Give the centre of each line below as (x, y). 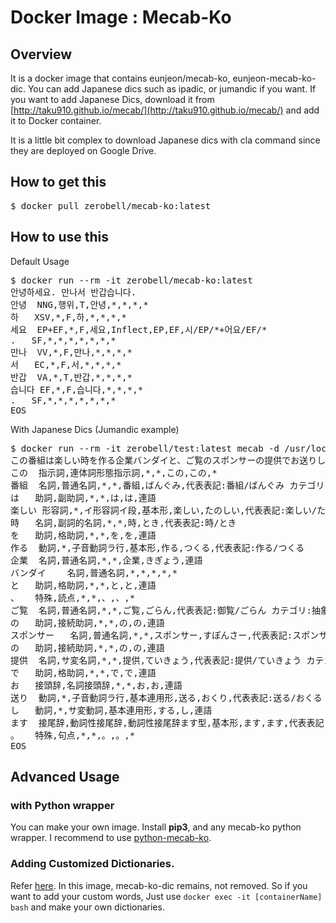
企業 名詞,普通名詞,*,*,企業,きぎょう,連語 (106, 560)
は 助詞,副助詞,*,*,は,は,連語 (83, 497)
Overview (41, 54)
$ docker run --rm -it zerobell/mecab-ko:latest (131, 280)
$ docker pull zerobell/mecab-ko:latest (111, 205)
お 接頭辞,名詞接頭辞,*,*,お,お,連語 (96, 685)
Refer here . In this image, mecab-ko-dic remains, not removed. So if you (159, 885)
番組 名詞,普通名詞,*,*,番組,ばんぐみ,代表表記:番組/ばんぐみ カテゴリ (167, 485)
